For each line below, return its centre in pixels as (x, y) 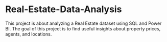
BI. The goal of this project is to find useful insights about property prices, (83, 28)
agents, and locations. (29, 34)
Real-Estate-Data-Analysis (64, 9)
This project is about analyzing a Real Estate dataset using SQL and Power (83, 23)
